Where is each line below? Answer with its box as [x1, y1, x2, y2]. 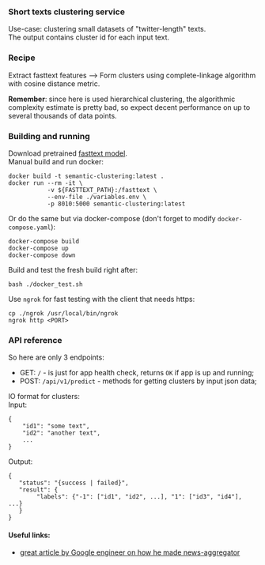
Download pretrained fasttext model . [8, 149, 128, 158]
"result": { [18, 486, 59, 494]
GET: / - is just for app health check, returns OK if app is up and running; [19, 368, 255, 378]
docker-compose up [8, 244, 69, 252]
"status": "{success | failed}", [18, 479, 129, 488]
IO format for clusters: [8, 392, 81, 401]
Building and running [8, 130, 91, 141]
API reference [8, 334, 62, 345]
